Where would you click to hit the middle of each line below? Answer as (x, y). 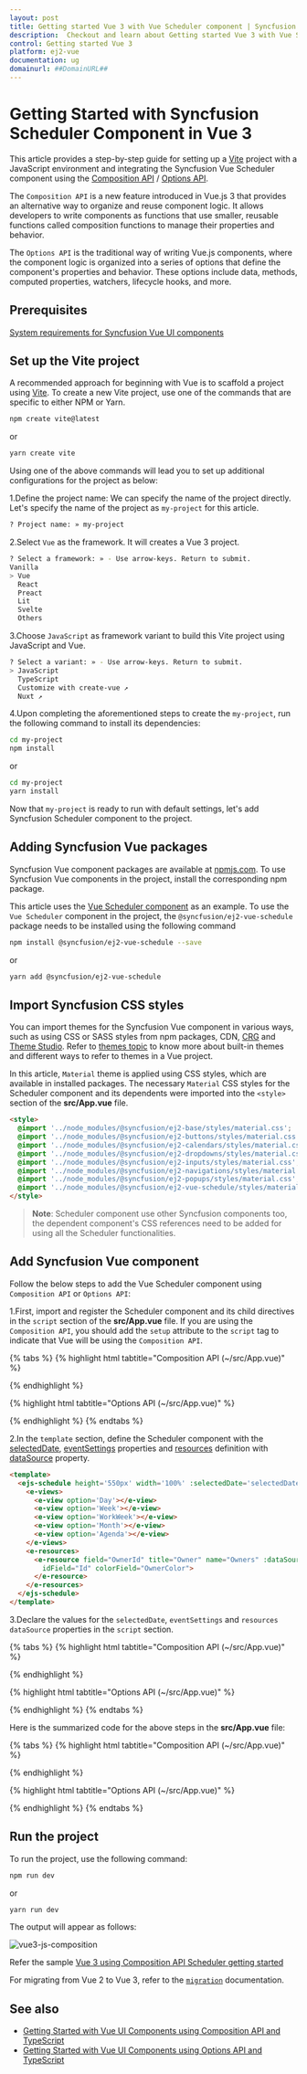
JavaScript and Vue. (48, 646)
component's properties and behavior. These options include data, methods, (153, 271)
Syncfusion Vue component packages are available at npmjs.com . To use (148, 869)
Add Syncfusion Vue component (104, 1262)
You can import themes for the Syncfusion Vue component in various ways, (152, 1027)
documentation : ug (44, 60)
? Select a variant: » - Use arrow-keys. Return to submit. (127, 662)
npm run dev (32, 1875)
